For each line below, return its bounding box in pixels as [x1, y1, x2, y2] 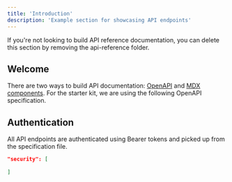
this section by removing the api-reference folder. [7, 43, 150, 51]
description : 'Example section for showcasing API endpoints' [7, 17, 192, 24]
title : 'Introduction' [7, 10, 73, 17]
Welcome [7, 63, 49, 75]
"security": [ [7, 156, 49, 163]
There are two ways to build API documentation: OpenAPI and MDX [7, 81, 201, 90]
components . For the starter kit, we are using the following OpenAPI [7, 89, 202, 97]
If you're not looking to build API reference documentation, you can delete [7, 35, 219, 44]
